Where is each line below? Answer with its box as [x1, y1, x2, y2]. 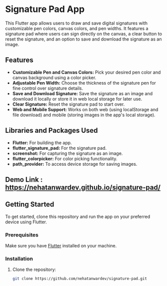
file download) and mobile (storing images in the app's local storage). [12, 112, 156, 118]
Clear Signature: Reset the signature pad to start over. [12, 101, 125, 107]
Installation [5, 255, 33, 262]
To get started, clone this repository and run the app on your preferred [5, 213, 150, 219]
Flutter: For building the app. [12, 139, 72, 146]
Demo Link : [5, 175, 43, 184]
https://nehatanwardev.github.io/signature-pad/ [5, 183, 161, 191]
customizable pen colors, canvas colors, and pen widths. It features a [5, 25, 148, 31]
